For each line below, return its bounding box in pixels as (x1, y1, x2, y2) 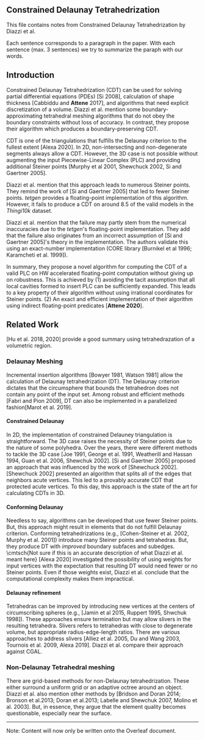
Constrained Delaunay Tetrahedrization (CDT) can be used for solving (6, 86, 182, 93)
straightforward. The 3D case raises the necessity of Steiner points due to (6, 437, 192, 444)
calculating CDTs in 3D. (6, 489, 65, 496)
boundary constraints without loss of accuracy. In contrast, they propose (6, 118, 189, 126)
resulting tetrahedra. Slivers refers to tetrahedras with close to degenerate (6, 622, 193, 630)
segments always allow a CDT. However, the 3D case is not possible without (6, 149, 198, 157)
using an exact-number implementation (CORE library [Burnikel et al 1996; (6, 244, 192, 252)
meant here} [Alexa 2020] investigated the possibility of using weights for (6, 556, 192, 563)
